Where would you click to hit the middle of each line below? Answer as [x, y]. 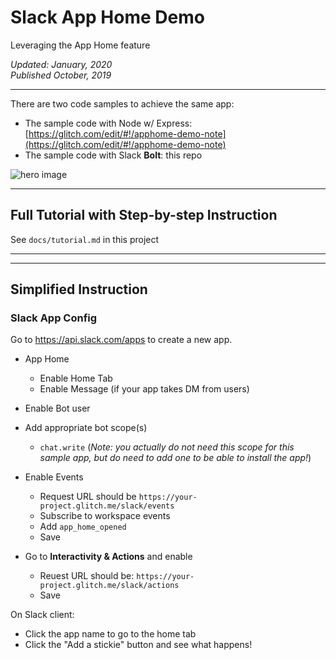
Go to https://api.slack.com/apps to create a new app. [121, 340]
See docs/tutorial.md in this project [85, 239]
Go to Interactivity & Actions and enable [108, 557]
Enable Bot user [57, 408]
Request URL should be [88, 497]
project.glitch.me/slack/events [107, 506]
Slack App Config [54, 318]
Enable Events [54, 477]
